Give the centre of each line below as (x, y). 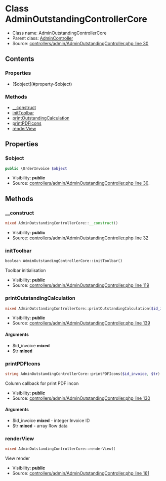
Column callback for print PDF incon (42, 383)
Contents (20, 59)
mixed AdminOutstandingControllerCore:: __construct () (62, 223)
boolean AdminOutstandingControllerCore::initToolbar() (64, 261)
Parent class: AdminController (42, 38)
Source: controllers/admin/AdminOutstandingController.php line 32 (80, 238)
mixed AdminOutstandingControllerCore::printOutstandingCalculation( (78, 308)
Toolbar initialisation (25, 270)
